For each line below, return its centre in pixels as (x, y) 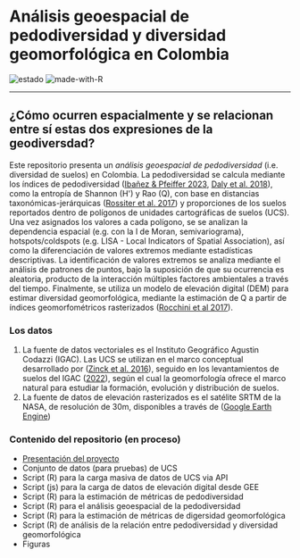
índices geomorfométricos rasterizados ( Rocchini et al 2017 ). (121, 307)
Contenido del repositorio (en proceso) (95, 439)
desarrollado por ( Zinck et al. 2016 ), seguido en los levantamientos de (150, 369)
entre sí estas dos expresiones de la (111, 130)
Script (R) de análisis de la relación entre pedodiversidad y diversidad (150, 525)
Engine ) (36, 416)
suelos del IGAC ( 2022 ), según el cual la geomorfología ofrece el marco (154, 379)
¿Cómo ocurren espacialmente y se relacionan (142, 116)
